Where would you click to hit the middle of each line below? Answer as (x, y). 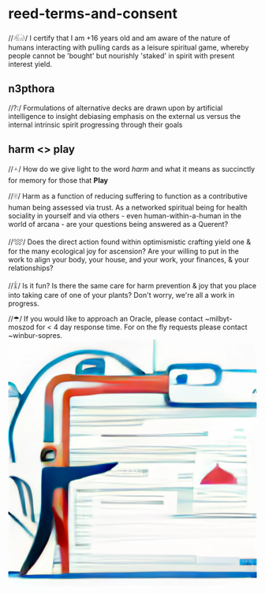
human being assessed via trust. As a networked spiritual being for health (128, 207)
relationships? (31, 268)
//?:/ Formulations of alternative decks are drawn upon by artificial (116, 108)
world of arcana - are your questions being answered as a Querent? (118, 224)
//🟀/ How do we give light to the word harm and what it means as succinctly (132, 169)
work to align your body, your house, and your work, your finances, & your (129, 259)
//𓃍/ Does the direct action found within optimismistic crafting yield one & (129, 242)
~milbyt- (218, 318)
